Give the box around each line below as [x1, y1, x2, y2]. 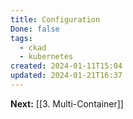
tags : [10, 33, 33, 43]
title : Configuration [10, 14, 101, 25]
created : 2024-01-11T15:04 [10, 61, 123, 71]
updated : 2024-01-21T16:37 [10, 71, 123, 81]
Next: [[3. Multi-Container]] [10, 97, 124, 110]
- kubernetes [19, 52, 74, 62]
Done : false [10, 24, 60, 34]
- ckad [19, 42, 47, 53]
